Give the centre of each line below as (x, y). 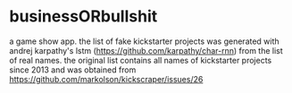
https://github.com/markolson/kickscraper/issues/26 (106, 79)
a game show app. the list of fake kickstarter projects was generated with (144, 41)
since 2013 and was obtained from (73, 70)
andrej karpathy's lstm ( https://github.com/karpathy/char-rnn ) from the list (146, 50)
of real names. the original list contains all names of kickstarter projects (141, 60)
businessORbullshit (83, 17)
